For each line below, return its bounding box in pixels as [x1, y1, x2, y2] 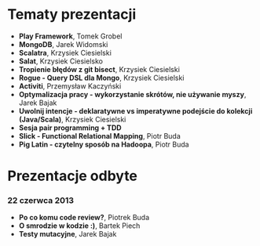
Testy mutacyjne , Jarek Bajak [18, 230, 117, 239]
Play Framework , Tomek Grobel [18, 31, 123, 41]
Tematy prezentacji [7, 5, 137, 24]
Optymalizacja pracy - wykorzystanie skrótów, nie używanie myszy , [18, 89, 247, 99]
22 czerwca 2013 [7, 195, 75, 206]
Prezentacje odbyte [7, 167, 138, 185]
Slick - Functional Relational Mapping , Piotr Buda [18, 131, 181, 140]
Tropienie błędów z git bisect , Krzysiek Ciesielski [18, 64, 180, 74]
